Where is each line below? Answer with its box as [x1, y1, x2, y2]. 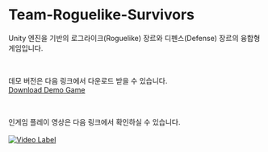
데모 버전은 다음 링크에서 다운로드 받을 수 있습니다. [8, 76, 168, 85]
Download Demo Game [8, 84, 86, 94]
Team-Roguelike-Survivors [8, 6, 195, 24]
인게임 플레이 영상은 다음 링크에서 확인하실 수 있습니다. [8, 117, 181, 126]
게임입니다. [8, 43, 44, 53]
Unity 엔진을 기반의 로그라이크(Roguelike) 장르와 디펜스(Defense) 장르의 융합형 [8, 33, 261, 43]
